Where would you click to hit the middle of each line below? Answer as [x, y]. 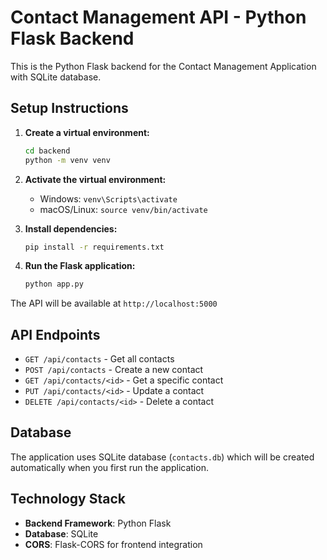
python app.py [54, 284]
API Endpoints [55, 334]
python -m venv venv [67, 160]
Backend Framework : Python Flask [98, 523]
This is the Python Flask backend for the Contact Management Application [163, 66]
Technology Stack [68, 499]
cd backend [47, 151]
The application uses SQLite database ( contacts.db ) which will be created [162, 457]
